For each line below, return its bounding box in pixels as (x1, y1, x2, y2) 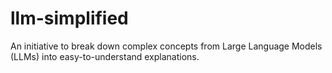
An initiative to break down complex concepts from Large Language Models (10, 40, 323, 52)
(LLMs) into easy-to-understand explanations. (10, 50, 200, 62)
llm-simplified (10, 7, 129, 30)
